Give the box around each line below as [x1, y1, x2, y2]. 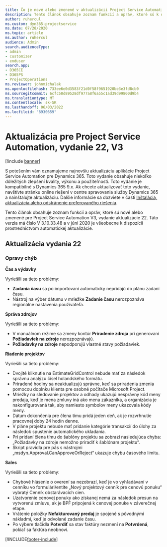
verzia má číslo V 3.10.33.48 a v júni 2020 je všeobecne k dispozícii [5, 220, 143, 226]
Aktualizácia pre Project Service [5, 131, 141, 142]
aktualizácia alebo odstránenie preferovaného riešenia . [5, 199, 118, 205]
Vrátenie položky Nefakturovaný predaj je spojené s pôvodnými [12, 511, 144, 517]
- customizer [5, 53, 32, 59]
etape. [12, 505, 26, 511]
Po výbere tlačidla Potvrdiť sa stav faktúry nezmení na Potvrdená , [12, 521, 149, 527]
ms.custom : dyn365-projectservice [5, 21, 77, 26]
